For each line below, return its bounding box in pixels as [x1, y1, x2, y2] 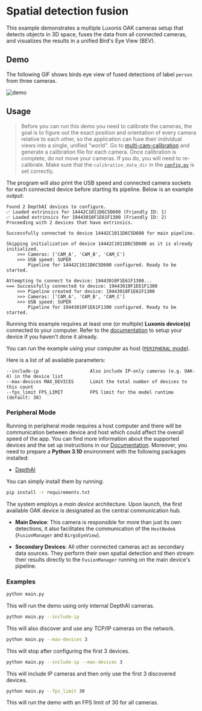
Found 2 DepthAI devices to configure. [6, 204, 107, 210]
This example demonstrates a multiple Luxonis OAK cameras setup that [6, 24, 184, 31]
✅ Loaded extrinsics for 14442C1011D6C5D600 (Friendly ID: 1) [6, 209, 167, 215]
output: [6, 192, 24, 199]
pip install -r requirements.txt [6, 489, 90, 495]
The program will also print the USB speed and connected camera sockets [6, 179, 191, 186]
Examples [6, 577, 36, 586]
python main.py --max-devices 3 [6, 636, 87, 642]
